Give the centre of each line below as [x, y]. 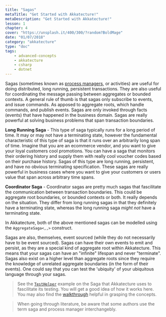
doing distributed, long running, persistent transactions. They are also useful [83, 89]
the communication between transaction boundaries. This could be [74, 192]
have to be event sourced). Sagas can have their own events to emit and [79, 243]
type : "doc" [17, 46]
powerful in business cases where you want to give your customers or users [83, 172]
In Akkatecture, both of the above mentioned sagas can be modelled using [81, 223]
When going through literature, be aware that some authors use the [86, 304]
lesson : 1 [15, 23]
